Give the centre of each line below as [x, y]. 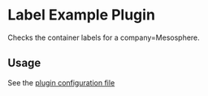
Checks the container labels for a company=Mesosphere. [104, 37]
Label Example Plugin [82, 15]
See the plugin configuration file [61, 82]
